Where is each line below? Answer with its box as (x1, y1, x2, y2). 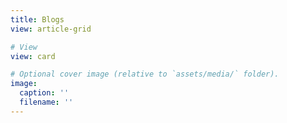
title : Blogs (10, 14, 65, 25)
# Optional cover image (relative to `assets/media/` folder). (10, 69, 280, 80)
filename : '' (19, 97, 74, 107)
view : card (10, 51, 56, 61)
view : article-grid (10, 24, 92, 34)
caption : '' (19, 88, 70, 98)
